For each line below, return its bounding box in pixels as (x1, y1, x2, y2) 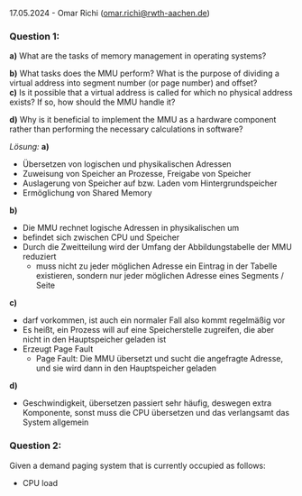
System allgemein (22, 417, 89, 427)
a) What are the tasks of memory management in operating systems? (9, 51, 267, 61)
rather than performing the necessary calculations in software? (9, 124, 243, 134)
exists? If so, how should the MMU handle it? (9, 96, 176, 107)
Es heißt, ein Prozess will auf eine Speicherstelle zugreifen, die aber (22, 325, 275, 335)
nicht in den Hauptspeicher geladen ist (22, 334, 167, 345)
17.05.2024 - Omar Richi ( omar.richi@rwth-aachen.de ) (9, 8, 210, 18)
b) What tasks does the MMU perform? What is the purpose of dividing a (9, 68, 279, 79)
